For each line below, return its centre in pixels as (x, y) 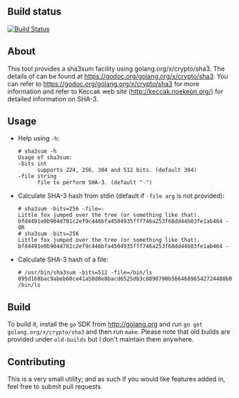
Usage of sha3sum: (45, 158)
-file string (37, 177)
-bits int (32, 164)
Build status (35, 12)
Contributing (36, 362)
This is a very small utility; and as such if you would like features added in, (116, 379)
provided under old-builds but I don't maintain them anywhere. (101, 340)
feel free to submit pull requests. (55, 387)
